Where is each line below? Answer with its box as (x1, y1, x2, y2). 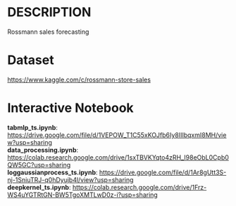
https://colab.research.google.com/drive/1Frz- (72, 183, 207, 191)
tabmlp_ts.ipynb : (7, 123, 58, 131)
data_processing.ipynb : (7, 146, 79, 154)
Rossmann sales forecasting (7, 27, 89, 36)
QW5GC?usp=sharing (7, 160, 71, 169)
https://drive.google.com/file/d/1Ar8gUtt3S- (99, 168, 227, 176)
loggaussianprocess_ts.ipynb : (7, 168, 98, 176)
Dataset (7, 52, 54, 68)
